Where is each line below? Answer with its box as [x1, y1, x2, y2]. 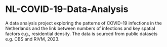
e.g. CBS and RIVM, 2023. [5, 36, 60, 42]
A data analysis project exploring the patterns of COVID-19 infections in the [5, 20, 162, 26]
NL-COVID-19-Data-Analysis [5, 3, 129, 15]
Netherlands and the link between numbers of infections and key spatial [5, 25, 155, 31]
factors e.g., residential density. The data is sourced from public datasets [5, 30, 158, 36]
